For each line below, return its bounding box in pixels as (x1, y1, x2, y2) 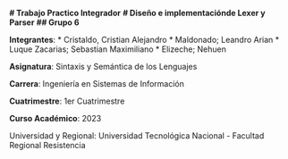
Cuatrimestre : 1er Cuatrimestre (9, 96, 125, 106)
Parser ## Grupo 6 (9, 17, 80, 28)
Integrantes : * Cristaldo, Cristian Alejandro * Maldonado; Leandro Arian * (9, 35, 280, 45)
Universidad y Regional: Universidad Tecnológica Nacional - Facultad (9, 130, 265, 141)
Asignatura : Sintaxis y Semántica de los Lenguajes (9, 62, 198, 71)
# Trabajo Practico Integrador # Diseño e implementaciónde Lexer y (9, 8, 266, 18)
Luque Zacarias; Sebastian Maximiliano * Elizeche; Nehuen (9, 44, 226, 54)
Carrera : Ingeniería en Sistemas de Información (9, 79, 185, 88)
